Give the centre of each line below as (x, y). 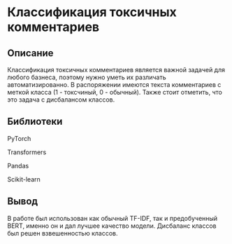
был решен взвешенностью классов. (63, 233)
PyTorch (19, 138)
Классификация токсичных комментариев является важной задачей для (116, 70)
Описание (30, 53)
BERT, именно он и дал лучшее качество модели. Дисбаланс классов (112, 226)
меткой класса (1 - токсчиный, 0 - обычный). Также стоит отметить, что (115, 92)
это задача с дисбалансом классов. (61, 100)
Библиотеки (35, 122)
